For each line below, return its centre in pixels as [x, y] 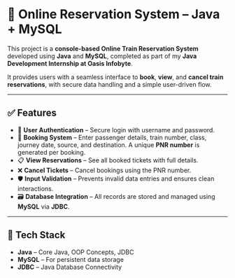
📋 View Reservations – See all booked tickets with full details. [108, 160]
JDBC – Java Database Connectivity [70, 267]
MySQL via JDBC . [43, 207]
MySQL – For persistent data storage [71, 259]
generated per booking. [51, 152]
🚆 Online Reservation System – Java [114, 14]
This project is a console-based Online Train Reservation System [103, 48]
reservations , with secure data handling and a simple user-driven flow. [109, 84]
